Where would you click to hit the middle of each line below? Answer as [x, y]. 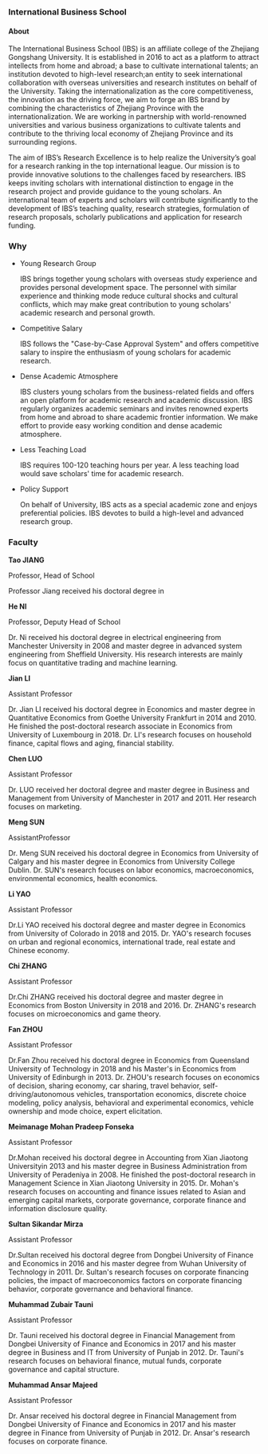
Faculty [23, 542]
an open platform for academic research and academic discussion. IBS [136, 400]
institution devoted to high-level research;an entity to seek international [126, 74]
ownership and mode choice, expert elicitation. [85, 1111]
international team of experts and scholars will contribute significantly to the [133, 200]
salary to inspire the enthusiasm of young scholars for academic [125, 352]
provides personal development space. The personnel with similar [128, 288]
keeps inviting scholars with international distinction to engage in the [121, 183]
